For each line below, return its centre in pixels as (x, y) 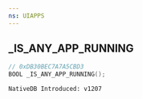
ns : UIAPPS (26, 16)
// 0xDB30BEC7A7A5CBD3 (46, 67)
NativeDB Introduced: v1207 (55, 89)
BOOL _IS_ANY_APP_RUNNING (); (57, 74)
